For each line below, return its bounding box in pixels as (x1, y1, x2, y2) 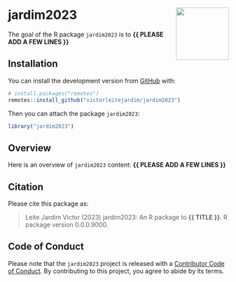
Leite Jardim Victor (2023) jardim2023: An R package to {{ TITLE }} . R (25, 213, 228, 221)
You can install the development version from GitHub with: (8, 76, 176, 85)
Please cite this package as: (8, 199, 89, 208)
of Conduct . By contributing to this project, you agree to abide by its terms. (8, 267, 225, 275)
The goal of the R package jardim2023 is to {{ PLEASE (8, 30, 164, 38)
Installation (8, 58, 58, 70)
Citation (8, 181, 44, 192)
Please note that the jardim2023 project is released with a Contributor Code (8, 259, 225, 267)
